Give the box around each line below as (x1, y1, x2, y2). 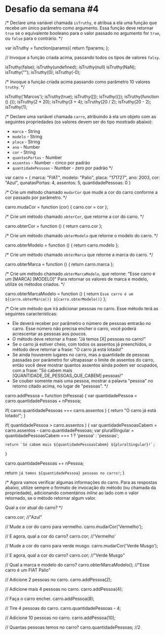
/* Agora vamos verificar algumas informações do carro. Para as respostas (5, 479, 158, 485)
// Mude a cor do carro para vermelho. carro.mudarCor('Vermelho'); (5, 523, 143, 530)
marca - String (12, 128, 40, 134)
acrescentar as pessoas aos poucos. (12, 331, 87, 337)
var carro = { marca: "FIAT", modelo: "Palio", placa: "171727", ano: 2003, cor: (5, 174, 160, 180)
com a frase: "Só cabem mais (12, 367, 72, 373)
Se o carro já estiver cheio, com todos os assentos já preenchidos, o (12, 341, 152, 347)
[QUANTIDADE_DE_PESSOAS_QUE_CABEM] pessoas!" (12, 373, 123, 379)
